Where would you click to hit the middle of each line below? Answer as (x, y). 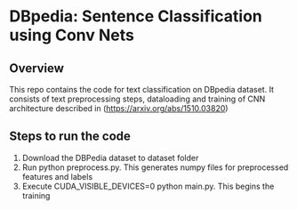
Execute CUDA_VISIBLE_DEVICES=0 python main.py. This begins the (148, 186)
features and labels (57, 176)
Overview (37, 68)
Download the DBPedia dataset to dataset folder (110, 157)
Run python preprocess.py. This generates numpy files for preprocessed (155, 167)
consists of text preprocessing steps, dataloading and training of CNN (137, 99)
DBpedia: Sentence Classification (136, 16)
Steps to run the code (70, 137)
